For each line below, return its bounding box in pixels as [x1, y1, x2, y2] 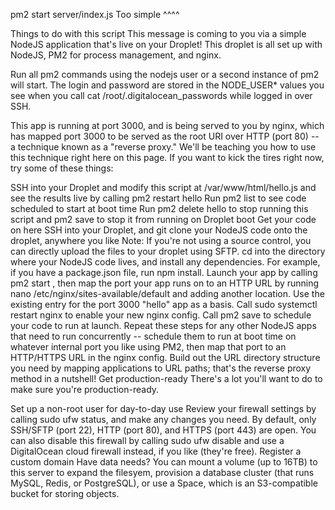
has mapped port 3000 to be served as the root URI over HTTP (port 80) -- [10, 130, 320, 142]
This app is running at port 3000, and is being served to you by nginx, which [10, 120, 325, 131]
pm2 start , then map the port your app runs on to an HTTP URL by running [10, 277, 320, 289]
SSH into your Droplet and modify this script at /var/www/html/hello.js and [10, 182, 317, 193]
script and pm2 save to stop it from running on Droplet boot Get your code [10, 214, 317, 225]
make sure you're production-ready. [10, 384, 160, 395]
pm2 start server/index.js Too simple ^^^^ [10, 9, 180, 20]
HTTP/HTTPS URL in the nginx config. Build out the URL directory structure [10, 352, 321, 363]
